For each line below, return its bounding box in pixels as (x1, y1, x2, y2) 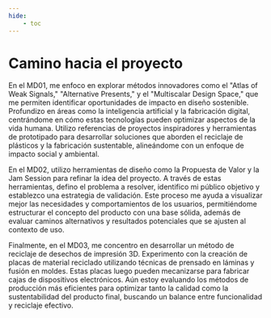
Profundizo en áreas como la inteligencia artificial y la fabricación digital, (8, 107, 251, 116)
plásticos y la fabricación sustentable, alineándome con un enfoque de (8, 140, 244, 150)
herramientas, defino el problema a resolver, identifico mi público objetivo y (8, 182, 260, 192)
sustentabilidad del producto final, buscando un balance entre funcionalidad (8, 292, 263, 302)
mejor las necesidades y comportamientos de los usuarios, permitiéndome (8, 199, 257, 209)
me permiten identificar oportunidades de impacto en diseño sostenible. (8, 98, 249, 107)
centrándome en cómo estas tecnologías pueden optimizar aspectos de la (8, 115, 256, 125)
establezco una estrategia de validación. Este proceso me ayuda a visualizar (8, 190, 263, 200)
